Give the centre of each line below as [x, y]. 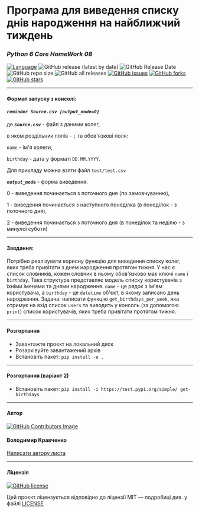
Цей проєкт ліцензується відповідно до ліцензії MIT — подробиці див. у [97, 497]
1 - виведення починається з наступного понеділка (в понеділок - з [92, 205]
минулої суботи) [27, 229]
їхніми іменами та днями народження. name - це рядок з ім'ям [85, 286]
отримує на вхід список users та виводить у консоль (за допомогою [93, 305]
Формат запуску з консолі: [42, 99]
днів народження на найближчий [94, 23]
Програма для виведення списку [93, 10]
